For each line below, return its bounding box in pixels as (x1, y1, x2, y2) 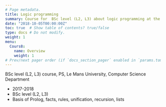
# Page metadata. (5, 7, 41, 12)
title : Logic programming (5, 12, 58, 17)
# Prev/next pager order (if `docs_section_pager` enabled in (5, 58, 136, 63)
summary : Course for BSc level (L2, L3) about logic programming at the (5, 16, 161, 21)
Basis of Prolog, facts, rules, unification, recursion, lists (12, 97, 124, 103)
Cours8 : (9, 44, 26, 49)
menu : (5, 39, 16, 44)
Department (5, 76, 30, 82)
